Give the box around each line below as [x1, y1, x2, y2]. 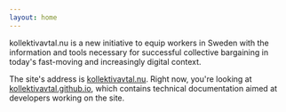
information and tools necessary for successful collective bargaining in [9, 46, 269, 58]
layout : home [9, 12, 58, 22]
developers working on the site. [9, 92, 125, 103]
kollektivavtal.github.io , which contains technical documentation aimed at [9, 83, 278, 93]
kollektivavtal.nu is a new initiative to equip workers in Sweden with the [9, 37, 269, 48]
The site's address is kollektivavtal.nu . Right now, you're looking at [9, 73, 252, 84]
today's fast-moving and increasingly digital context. [9, 56, 202, 67]
